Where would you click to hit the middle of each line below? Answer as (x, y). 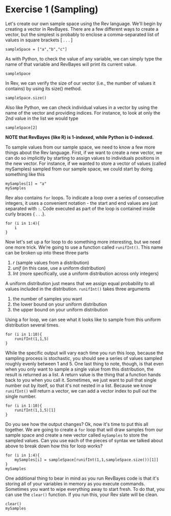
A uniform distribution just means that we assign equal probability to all (80, 283)
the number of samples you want (47, 298)
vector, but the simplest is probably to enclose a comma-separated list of (82, 34)
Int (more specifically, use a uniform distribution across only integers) (86, 273)
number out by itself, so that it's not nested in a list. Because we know (79, 385)
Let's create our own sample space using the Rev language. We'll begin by (84, 24)
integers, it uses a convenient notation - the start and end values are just (82, 203)
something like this (25, 174)
